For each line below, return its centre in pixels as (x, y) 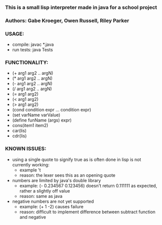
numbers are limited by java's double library (56, 180)
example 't (30, 170)
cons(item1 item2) (30, 126)
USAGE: (15, 33)
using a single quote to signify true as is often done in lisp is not (77, 160)
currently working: (31, 164)
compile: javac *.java (33, 45)
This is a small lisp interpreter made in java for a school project (81, 7)
